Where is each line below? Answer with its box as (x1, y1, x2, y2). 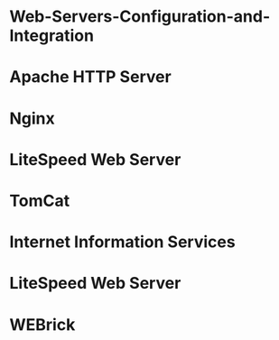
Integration (9, 25, 95, 46)
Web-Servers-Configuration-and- (9, 6, 271, 27)
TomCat (9, 190, 70, 211)
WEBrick (9, 314, 76, 335)
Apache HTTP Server (9, 67, 172, 87)
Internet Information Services (9, 232, 237, 253)
